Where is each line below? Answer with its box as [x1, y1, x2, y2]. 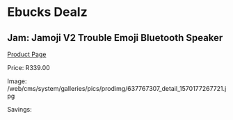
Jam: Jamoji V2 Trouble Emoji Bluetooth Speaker [7, 32, 223, 44]
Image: [7, 77, 27, 85]
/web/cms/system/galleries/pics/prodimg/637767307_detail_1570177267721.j [7, 85, 227, 92]
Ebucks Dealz [7, 4, 88, 20]
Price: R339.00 [7, 64, 50, 71]
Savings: [7, 105, 33, 113]
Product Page [7, 50, 47, 58]
